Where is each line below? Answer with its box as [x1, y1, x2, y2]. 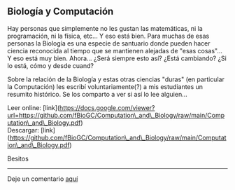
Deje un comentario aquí [7, 175, 78, 183]
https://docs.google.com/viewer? [59, 103, 155, 111]
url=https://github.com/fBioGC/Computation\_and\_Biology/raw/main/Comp [7, 111, 225, 119]
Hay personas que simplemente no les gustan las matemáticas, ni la [7, 24, 203, 32]
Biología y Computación [7, 6, 114, 18]
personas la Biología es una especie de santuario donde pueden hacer [7, 39, 211, 48]
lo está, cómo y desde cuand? [7, 61, 94, 69]
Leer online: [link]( [7, 103, 60, 111]
